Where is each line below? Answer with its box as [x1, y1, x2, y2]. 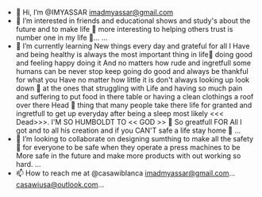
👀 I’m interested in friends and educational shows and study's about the [15, 16, 251, 25]
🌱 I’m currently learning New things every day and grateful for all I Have [15, 41, 250, 51]
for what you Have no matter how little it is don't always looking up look [15, 75, 250, 84]
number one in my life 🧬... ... [15, 33, 108, 42]
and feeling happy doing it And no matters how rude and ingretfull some [15, 58, 252, 68]
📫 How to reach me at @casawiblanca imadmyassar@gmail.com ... [15, 168, 236, 178]
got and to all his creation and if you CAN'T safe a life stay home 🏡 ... [15, 126, 241, 135]
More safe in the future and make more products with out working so [15, 151, 241, 160]
